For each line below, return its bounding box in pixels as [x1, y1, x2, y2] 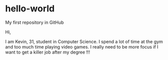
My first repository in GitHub [5, 19, 64, 25]
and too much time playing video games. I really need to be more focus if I [5, 44, 159, 50]
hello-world [5, 3, 55, 14]
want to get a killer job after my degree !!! [5, 49, 90, 55]
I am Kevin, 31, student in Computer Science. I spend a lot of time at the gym [5, 38, 163, 45]
